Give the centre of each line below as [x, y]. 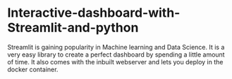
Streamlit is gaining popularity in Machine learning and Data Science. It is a [116, 47]
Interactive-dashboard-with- [94, 13]
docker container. [33, 69]
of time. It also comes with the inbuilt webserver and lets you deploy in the [115, 62]
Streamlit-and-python [73, 28]
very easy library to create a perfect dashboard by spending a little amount [116, 55]
